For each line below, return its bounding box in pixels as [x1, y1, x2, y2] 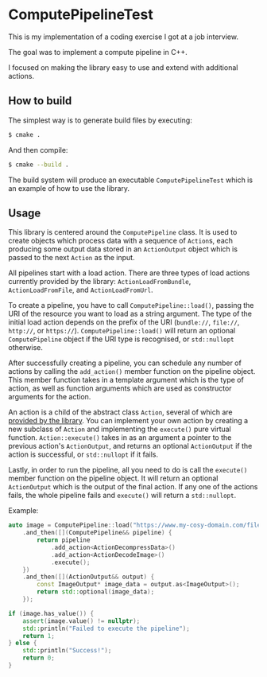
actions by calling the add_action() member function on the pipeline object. [8, 367, 256, 376]
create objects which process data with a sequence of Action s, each [8, 236, 233, 246]
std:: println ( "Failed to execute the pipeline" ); [22, 624, 191, 632]
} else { [8, 639, 37, 648]
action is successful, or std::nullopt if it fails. [8, 449, 159, 459]
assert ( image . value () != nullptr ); [22, 617, 141, 625]
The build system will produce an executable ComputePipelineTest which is [8, 175, 253, 185]
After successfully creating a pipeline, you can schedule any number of [8, 358, 242, 368]
